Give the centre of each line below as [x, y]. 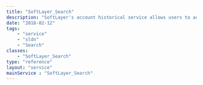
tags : [13, 28]
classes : [17, 51]
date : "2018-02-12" [31, 23]
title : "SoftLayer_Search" [40, 12]
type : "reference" [29, 62]
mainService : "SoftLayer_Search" [50, 73]
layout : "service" [29, 67]
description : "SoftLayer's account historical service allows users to [98, 17]
